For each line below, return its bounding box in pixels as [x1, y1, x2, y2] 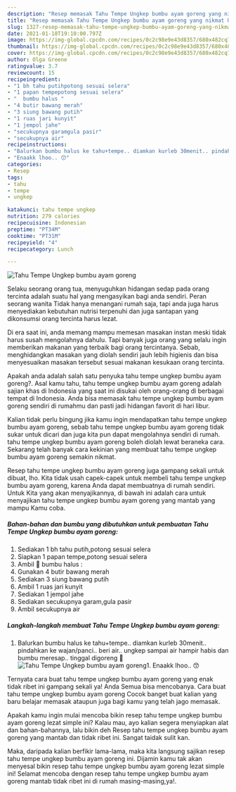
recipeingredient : [7, 75, 61, 83]
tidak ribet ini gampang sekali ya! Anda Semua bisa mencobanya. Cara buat [7, 682, 226, 691]
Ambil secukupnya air [17, 605, 81, 613]
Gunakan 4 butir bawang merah [17, 567, 110, 576]
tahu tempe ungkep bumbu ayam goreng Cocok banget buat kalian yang [7, 690, 218, 698]
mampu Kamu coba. [7, 504, 65, 513]
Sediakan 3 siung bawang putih [17, 575, 109, 584]
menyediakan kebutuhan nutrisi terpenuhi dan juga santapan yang [7, 307, 199, 315]
